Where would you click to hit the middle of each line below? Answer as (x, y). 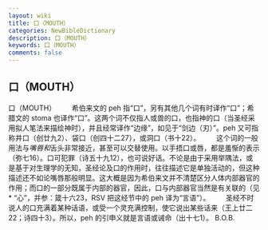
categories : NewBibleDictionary (62, 30)
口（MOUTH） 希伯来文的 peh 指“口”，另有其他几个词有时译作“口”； (128, 108)
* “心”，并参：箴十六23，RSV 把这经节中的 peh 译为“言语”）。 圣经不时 (131, 197)
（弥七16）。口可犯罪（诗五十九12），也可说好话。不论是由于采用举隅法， (127, 157)
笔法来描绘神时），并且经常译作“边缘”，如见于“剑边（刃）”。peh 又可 (140, 128)
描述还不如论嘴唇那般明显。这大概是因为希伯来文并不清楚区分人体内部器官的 (134, 177)
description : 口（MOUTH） (49, 38)
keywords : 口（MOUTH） (44, 46)
